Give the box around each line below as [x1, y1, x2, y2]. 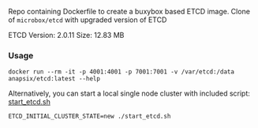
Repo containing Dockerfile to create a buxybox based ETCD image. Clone [8, 7, 251, 16]
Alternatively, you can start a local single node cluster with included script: [8, 88, 251, 98]
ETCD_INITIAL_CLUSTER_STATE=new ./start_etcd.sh [8, 112, 171, 121]
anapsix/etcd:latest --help [8, 75, 101, 83]
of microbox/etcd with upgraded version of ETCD [8, 15, 167, 24]
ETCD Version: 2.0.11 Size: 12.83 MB [8, 31, 125, 40]
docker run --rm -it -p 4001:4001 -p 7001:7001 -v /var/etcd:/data [8, 68, 235, 76]
